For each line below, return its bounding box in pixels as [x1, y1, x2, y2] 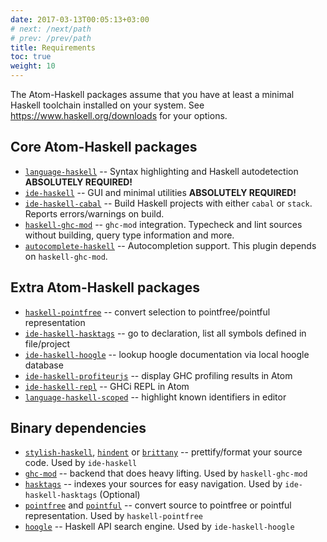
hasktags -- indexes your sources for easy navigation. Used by [24, 478, 283, 490]
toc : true [10, 52, 52, 62]
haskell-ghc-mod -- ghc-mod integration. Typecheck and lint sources [24, 218, 303, 230]
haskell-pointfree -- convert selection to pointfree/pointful [24, 306, 271, 318]
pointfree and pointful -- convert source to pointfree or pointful [24, 499, 292, 511]
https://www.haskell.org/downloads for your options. [10, 110, 228, 121]
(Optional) [99, 489, 141, 501]
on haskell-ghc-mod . [24, 250, 108, 262]
